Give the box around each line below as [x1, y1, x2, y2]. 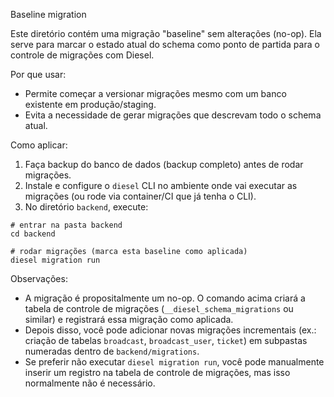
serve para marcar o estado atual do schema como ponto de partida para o [10, 39, 320, 50]
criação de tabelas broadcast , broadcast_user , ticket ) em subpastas [24, 335, 308, 346]
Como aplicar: [10, 139, 68, 151]
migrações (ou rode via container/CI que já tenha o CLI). [24, 190, 257, 202]
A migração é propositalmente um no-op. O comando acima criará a [24, 292, 306, 304]
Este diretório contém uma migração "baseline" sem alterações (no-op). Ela [10, 28, 322, 39]
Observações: [10, 273, 68, 284]
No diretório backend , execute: [24, 201, 149, 213]
